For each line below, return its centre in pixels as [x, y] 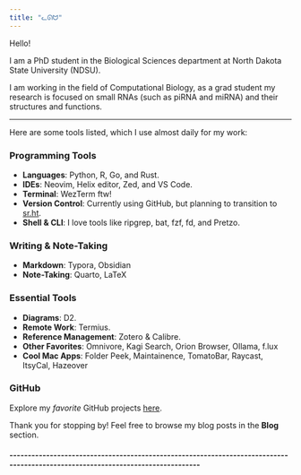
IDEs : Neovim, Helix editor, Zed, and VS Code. [107, 184]
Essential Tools [43, 298]
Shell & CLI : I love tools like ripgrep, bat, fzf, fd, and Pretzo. [131, 222]
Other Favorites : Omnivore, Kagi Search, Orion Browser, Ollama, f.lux [150, 346]
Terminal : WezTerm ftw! [67, 194]
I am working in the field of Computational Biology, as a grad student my [142, 87]
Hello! [20, 43]
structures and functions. [56, 106]
